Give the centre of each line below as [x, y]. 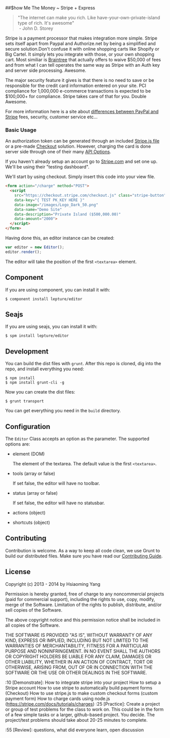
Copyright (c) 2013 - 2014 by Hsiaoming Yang [53, 584]
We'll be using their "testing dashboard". [47, 167]
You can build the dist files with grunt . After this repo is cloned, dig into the [83, 364]
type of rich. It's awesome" [46, 23]
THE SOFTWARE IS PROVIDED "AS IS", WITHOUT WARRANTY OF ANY [79, 635]
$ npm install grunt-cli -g [35, 383]
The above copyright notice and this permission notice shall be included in [83, 620]
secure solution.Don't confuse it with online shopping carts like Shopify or [82, 49]
